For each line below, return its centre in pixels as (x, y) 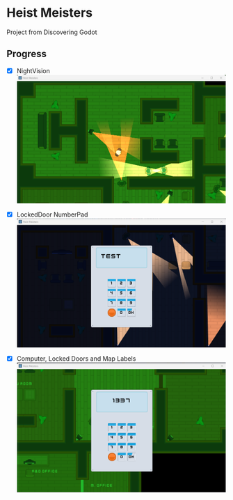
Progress (26, 54)
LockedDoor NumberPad (52, 214)
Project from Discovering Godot (52, 32)
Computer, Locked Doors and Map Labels (76, 358)
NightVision (33, 70)
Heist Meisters (50, 13)
